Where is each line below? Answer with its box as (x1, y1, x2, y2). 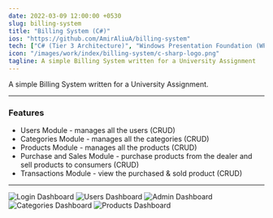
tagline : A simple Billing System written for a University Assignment (8, 58, 256, 66)
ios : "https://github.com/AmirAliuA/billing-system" (8, 34, 191, 43)
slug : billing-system (8, 19, 82, 28)
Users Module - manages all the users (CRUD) (19, 126, 176, 135)
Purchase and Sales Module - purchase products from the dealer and (19, 152, 253, 161)
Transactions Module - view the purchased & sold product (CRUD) (19, 169, 243, 178)
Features (8, 107, 45, 118)
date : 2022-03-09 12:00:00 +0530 (8, 11, 122, 20)
